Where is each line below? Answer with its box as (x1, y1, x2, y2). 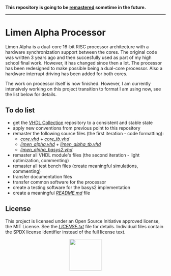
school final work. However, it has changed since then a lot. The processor (5, 59, 162, 66)
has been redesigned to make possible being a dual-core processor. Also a (5, 65, 163, 71)
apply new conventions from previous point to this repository (12, 125, 141, 131)
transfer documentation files (12, 173, 72, 179)
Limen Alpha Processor (5, 27, 106, 39)
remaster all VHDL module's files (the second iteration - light (12, 152, 140, 158)
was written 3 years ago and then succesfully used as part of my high (5, 54, 152, 60)
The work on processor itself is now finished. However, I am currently (5, 80, 151, 86)
